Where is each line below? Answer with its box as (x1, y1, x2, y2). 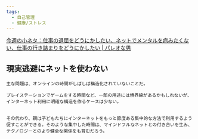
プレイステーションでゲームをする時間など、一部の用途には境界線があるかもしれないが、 (6, 92, 192, 98)
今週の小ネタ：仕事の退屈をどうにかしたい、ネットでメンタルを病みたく (6, 37, 184, 44)
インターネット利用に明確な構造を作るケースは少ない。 (6, 99, 122, 105)
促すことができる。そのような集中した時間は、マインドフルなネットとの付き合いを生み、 (6, 122, 193, 128)
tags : (6, 8, 20, 15)
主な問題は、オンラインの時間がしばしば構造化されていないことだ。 (6, 81, 148, 87)
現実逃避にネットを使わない (6, 63, 109, 73)
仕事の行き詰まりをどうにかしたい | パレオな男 (16, 44, 131, 51)
